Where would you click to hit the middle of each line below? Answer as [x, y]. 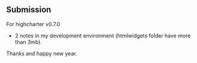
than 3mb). [28, 42]
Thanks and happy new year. [42, 53]
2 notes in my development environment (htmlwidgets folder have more [103, 36]
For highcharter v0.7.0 [33, 24]
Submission [29, 10]
